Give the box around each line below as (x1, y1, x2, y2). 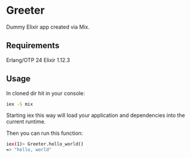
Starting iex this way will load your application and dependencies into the (6, 111, 186, 119)
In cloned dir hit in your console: (6, 89, 85, 97)
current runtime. (6, 118, 46, 125)
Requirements (6, 41, 60, 51)
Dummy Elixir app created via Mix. (6, 23, 90, 30)
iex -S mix (6, 101, 33, 107)
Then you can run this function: (6, 129, 83, 137)
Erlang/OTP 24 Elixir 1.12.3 (6, 56, 70, 63)
